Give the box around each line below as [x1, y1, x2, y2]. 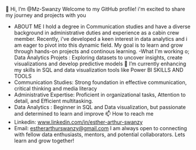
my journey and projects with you [5, 12, 86, 19]
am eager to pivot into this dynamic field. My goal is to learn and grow [13, 41, 183, 48]
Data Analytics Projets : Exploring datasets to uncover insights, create [13, 54, 183, 61]
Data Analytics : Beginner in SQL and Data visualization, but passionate [13, 104, 186, 110]
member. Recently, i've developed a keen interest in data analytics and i [13, 36, 188, 42]
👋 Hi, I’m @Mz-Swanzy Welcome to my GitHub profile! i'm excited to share [5, 6, 185, 12]
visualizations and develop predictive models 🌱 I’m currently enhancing [13, 60, 187, 67]
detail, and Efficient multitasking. [13, 97, 93, 104]
